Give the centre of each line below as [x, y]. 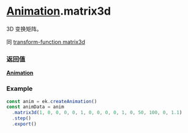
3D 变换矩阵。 [24, 29]
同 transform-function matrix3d [46, 41]
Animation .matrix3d [59, 11]
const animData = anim [35, 107]
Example [20, 88]
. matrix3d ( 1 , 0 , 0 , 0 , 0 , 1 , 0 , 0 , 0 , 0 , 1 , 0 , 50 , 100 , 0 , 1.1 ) [97, 113]
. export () [24, 124]
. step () [22, 118]
